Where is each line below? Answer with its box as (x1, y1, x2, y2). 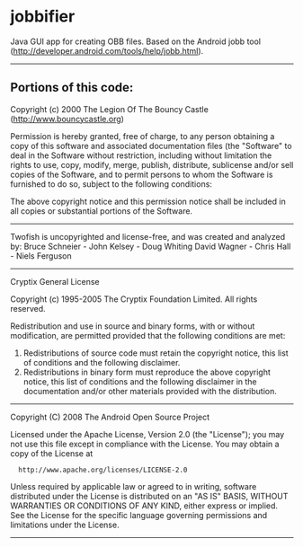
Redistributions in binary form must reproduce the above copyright (22, 366, 271, 377)
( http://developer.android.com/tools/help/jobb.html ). (10, 45, 204, 56)
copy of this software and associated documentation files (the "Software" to (10, 140, 292, 151)
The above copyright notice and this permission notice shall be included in (10, 196, 286, 207)
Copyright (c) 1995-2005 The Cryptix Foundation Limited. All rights (10, 294, 258, 304)
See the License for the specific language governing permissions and (10, 509, 268, 520)
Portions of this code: (10, 80, 134, 95)
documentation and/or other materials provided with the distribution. (22, 385, 277, 396)
